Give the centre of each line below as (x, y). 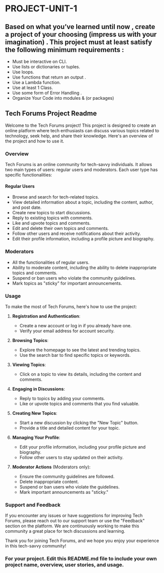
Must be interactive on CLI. (40, 61)
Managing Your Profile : (36, 437)
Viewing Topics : (29, 365)
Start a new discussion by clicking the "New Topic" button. (79, 423)
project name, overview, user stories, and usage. (65, 565)
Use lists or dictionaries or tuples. (46, 67)
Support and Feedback (33, 505)
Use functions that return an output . (49, 77)
